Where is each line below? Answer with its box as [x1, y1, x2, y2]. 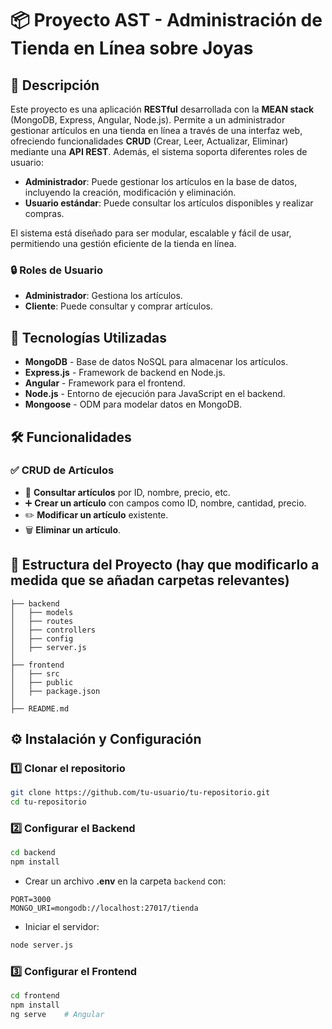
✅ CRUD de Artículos [10, 463, 115, 477]
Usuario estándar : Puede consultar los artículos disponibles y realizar [24, 197, 314, 209]
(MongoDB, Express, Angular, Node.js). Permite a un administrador [10, 114, 286, 126]
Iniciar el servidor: [24, 921, 100, 933]
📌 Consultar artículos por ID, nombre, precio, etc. [24, 486, 231, 498]
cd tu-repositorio [10, 797, 87, 807]
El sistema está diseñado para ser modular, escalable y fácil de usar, [10, 227, 292, 239]
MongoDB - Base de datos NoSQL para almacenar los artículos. [24, 356, 288, 368]
